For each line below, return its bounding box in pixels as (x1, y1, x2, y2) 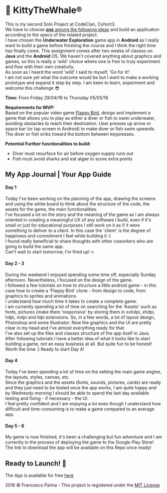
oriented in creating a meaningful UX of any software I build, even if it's (5, 216, 152, 222)
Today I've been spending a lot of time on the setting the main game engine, (5, 368, 162, 375)
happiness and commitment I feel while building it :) (5, 232, 111, 238)
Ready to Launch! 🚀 (5, 459, 67, 467)
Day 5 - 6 (5, 423, 24, 429)
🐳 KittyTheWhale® (5, 5, 82, 16)
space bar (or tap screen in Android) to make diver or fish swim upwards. (5, 125, 156, 132)
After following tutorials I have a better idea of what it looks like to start (5, 335, 151, 341)
